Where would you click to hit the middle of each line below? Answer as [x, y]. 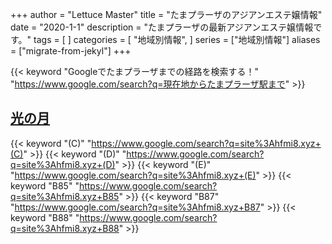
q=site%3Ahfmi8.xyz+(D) [63, 164]
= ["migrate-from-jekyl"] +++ [71, 51]
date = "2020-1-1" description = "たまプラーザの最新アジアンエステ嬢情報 [162, 27]
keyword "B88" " [45, 217]
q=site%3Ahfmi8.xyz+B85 [65, 196]
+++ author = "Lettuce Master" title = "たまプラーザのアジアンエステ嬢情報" [166, 14]
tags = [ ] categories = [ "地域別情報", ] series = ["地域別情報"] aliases [177, 39]
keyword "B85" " [45, 185]
